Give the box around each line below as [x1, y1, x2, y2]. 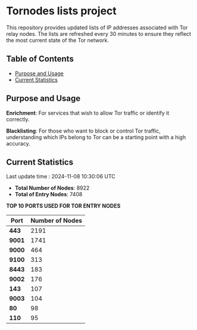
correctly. [6, 115, 30, 123]
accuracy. [6, 140, 31, 147]
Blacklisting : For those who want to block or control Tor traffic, [6, 127, 161, 134]
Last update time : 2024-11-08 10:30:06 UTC [6, 173, 116, 180]
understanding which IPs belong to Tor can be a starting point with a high [6, 133, 186, 141]
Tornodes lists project [6, 4, 117, 18]
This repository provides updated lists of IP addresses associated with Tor [6, 24, 188, 31]
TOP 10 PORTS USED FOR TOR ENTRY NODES [6, 202, 121, 209]
